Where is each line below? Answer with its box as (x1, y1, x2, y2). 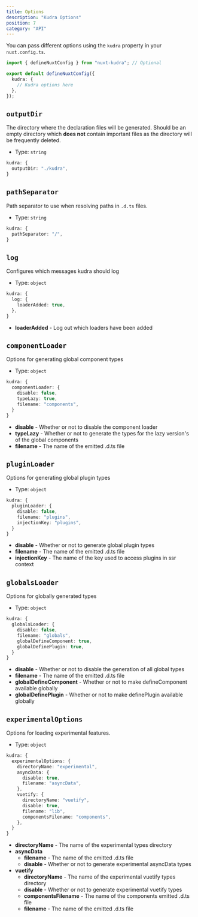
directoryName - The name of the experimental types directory (14, 841, 172, 849)
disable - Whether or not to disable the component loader (14, 423, 158, 431)
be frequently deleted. (6, 137, 61, 144)
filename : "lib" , (22, 808, 66, 814)
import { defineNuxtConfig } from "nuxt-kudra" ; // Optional (6, 60, 162, 66)
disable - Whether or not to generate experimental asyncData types (23, 861, 191, 868)
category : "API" (6, 25, 47, 32)
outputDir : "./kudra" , (11, 166, 68, 172)
